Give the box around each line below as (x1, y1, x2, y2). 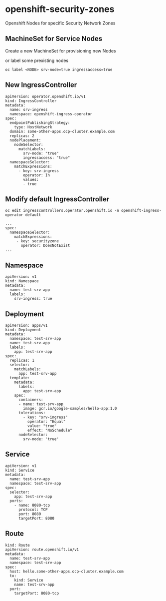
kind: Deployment (5, 327, 41, 332)
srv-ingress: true (14, 296, 52, 301)
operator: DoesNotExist (20, 243, 70, 248)
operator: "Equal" (27, 419, 66, 424)
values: (23, 177, 39, 182)
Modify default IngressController (5, 195, 110, 203)
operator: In (23, 172, 50, 178)
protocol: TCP (18, 507, 48, 512)
